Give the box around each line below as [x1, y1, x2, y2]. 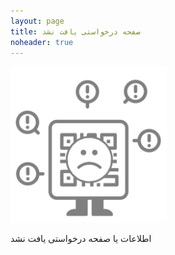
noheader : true [10, 37, 74, 47]
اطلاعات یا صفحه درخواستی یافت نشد [10, 233, 152, 245]
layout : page [10, 16, 65, 26]
